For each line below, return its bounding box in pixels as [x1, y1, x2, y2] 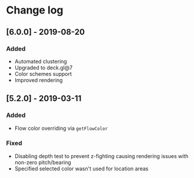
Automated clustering [14, 58, 68, 65]
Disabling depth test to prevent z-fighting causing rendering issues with [14, 152, 189, 159]
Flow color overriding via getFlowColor [14, 125, 108, 132]
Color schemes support [14, 70, 72, 77]
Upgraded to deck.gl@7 [14, 64, 73, 71]
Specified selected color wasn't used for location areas [14, 165, 149, 172]
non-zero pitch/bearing [14, 159, 72, 166]
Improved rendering [14, 76, 63, 83]
